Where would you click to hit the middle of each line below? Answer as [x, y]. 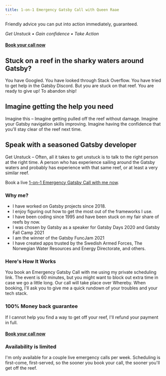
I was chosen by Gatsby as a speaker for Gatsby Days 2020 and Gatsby [86, 227]
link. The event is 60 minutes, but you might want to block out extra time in [82, 277]
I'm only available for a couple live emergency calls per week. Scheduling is [83, 358]
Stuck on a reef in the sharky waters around [75, 61]
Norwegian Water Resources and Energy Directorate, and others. [79, 248]
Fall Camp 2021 [28, 233]
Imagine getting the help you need [59, 107]
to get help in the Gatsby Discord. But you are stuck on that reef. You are [80, 86]
